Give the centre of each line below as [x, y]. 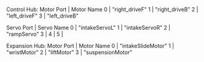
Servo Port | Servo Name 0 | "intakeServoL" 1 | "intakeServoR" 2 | [88, 28]
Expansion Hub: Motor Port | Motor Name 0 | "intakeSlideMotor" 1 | [90, 46]
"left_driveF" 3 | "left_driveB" [43, 16]
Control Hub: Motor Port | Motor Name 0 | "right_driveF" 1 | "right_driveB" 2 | [102, 9]
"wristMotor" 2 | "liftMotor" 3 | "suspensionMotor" [69, 52]
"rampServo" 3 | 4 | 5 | [35, 34]
